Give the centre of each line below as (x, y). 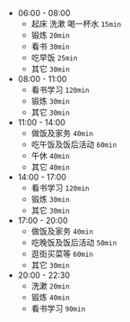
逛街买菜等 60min (62, 253)
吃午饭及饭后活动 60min (74, 144)
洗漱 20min (50, 286)
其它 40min (50, 167)
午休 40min (50, 156)
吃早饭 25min (54, 57)
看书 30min (50, 46)
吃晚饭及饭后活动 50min (74, 242)
